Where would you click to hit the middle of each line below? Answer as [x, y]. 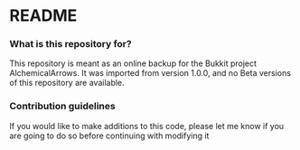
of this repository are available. [67, 83]
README [43, 16]
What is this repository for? [71, 44]
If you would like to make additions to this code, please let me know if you [147, 126]
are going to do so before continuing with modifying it [109, 136]
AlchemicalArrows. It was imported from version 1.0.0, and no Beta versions [150, 73]
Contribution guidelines [62, 107]
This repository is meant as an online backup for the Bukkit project [133, 63]
